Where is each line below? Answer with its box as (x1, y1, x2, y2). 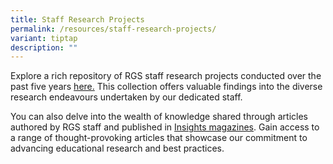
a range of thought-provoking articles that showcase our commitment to (10, 132, 308, 144)
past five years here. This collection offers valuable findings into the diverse (10, 81, 323, 93)
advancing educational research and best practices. (10, 142, 225, 155)
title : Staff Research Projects (10, 14, 145, 25)
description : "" (10, 42, 78, 53)
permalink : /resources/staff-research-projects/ (10, 24, 217, 34)
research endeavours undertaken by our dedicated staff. (10, 91, 243, 103)
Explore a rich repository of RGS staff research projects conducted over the (10, 70, 322, 82)
